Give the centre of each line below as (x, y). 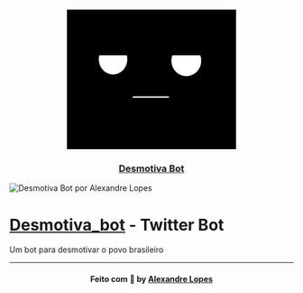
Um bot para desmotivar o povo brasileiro (87, 250)
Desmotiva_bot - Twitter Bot (117, 225)
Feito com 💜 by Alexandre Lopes (151, 279)
